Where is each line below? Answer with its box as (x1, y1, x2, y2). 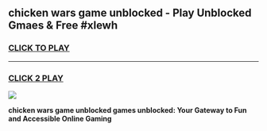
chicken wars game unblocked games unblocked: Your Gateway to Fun (8, 105, 248, 114)
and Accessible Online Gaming (8, 114, 112, 123)
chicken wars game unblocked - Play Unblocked (8, 6, 252, 20)
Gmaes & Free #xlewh (8, 19, 118, 33)
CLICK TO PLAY (8, 43, 70, 54)
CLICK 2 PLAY (8, 72, 64, 83)
